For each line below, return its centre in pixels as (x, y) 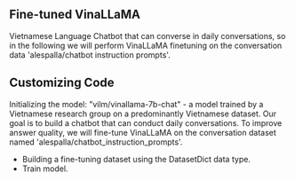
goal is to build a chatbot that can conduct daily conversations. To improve (146, 122)
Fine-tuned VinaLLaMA (75, 15)
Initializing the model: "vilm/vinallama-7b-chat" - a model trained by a (136, 104)
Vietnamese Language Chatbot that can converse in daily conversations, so (147, 35)
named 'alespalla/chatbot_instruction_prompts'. (96, 142)
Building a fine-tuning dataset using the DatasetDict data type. (136, 159)
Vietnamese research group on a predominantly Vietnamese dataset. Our (143, 114)
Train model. (45, 169)
